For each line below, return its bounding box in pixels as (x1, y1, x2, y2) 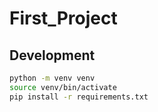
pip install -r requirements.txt (9, 92, 149, 102)
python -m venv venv (9, 73, 96, 83)
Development (9, 47, 96, 64)
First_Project (9, 7, 118, 30)
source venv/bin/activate (9, 82, 117, 92)
